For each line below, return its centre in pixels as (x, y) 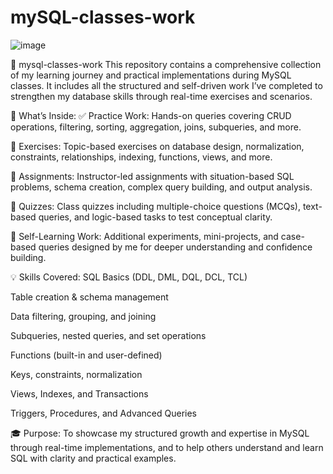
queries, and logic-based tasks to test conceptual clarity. (155, 217)
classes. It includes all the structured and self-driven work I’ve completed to (166, 85)
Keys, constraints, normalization (76, 374)
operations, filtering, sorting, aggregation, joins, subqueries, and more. (156, 127)
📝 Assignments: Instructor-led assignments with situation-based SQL (152, 176)
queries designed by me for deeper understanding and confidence (175, 247)
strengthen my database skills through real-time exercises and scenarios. (161, 96)
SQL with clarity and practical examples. (93, 458)
